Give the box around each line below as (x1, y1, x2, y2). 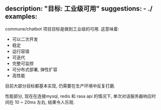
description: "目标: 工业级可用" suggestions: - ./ (5, 4, 153, 13)
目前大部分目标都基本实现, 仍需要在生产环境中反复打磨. (5, 83, 116, 89)
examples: (5, 13, 37, 21)
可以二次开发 (12, 36, 38, 42)
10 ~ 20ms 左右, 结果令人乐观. (14, 99, 75, 105)
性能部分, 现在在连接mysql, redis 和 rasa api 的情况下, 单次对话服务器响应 (5, 93, 152, 99)
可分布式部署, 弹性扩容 (12, 66, 57, 72)
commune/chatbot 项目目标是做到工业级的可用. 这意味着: (5, 26, 119, 31)
